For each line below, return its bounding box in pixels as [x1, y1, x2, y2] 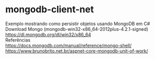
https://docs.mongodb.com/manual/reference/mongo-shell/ [5, 42, 132, 48]
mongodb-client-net [5, 4, 94, 15]
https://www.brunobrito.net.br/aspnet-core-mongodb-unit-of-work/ [5, 48, 148, 54]
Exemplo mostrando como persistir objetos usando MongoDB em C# [5, 21, 150, 27]
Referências [5, 37, 31, 43]
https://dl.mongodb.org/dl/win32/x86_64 [5, 31, 91, 37]
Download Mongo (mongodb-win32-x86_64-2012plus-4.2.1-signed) [5, 26, 148, 32]
